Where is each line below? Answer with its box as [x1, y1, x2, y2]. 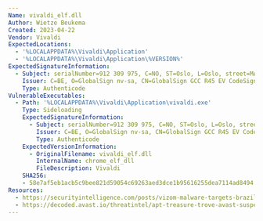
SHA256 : [22, 172, 47, 180]
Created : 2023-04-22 [8, 26, 76, 34]
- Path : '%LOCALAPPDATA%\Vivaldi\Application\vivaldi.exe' [15, 99, 212, 107]
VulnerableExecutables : [8, 92, 86, 100]
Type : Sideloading [22, 107, 82, 114]
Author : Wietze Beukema [8, 19, 86, 27]
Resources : [8, 186, 44, 194]
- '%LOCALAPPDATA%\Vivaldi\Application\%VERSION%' [15, 56, 184, 63]
